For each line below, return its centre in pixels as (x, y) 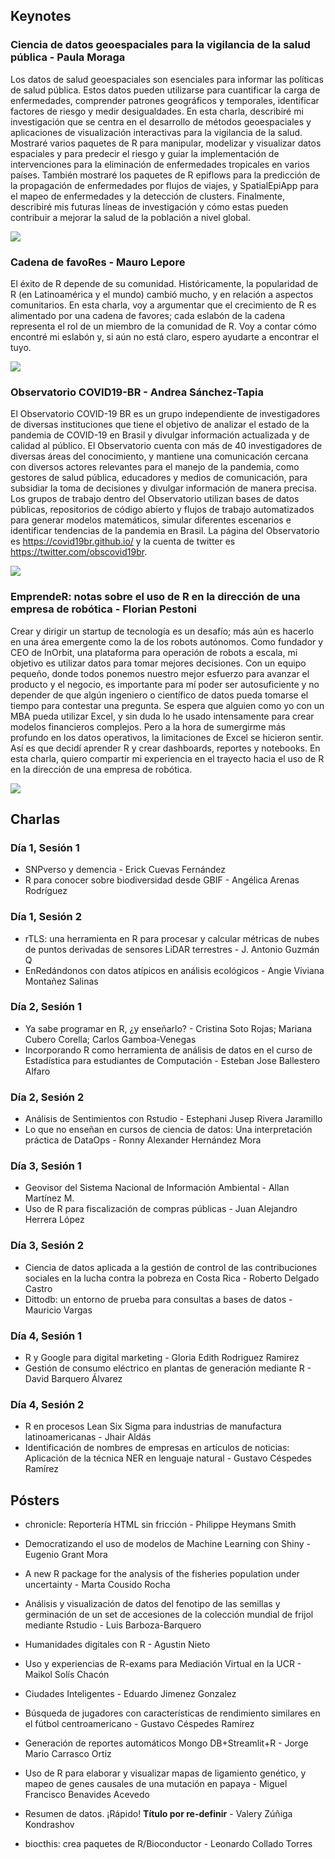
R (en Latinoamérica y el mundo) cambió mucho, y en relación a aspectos (162, 294)
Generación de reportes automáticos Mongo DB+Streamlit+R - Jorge (166, 1743)
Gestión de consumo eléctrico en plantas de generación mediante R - (168, 1368)
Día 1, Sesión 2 (46, 917)
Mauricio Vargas (58, 1310)
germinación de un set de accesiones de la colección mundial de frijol (169, 1615)
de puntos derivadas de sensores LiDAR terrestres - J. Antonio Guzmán (172, 949)
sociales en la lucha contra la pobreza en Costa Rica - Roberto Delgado (172, 1278)
